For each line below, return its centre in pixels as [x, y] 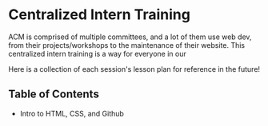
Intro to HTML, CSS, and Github [72, 113]
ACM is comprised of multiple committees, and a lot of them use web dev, [130, 37]
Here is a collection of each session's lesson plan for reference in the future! [134, 69]
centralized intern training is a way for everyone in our [97, 53]
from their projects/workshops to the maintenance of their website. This [127, 45]
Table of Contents [54, 94]
